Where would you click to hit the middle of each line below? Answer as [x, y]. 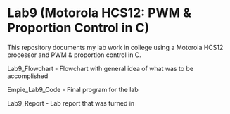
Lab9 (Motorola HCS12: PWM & [100, 13]
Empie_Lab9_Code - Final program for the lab [73, 89]
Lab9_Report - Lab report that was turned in [71, 103]
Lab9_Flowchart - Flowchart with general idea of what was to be [101, 68]
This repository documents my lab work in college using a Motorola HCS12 [115, 47]
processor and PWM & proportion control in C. [75, 55]
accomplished [28, 76]
